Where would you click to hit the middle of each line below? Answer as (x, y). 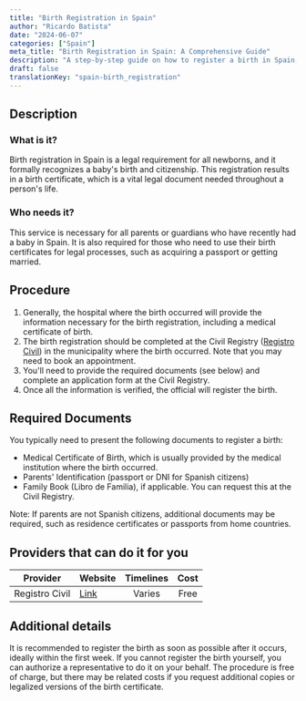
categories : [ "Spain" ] (52, 43)
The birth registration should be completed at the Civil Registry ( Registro (158, 341)
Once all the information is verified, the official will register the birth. (150, 389)
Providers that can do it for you (99, 552)
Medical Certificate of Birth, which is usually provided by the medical (152, 458)
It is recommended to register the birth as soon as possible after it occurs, (148, 647)
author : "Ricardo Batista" (61, 26)
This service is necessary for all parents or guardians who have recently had (153, 232)
